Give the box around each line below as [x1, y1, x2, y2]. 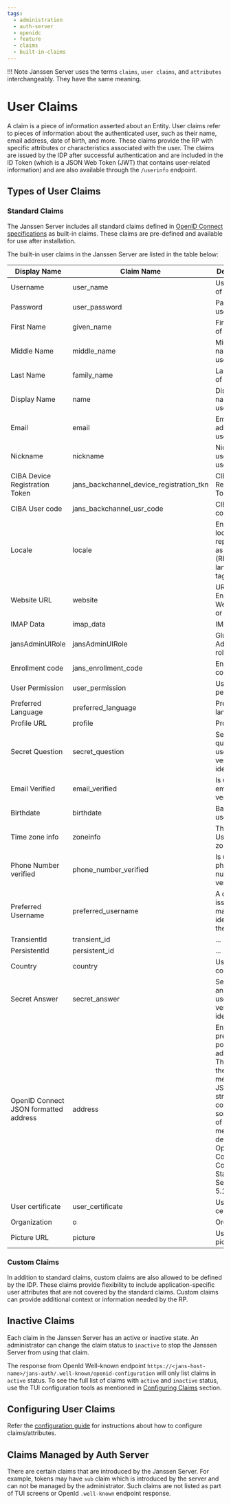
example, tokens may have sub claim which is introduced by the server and [7, 1474, 219, 1483]
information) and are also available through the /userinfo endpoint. [7, 165, 197, 174]
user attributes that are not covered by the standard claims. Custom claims [7, 1288, 219, 1296]
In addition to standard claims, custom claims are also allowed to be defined [7, 1273, 222, 1281]
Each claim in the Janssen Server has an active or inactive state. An [7, 1333, 199, 1341]
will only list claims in [156, 1369, 217, 1377]
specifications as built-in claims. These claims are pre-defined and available [7, 229, 223, 238]
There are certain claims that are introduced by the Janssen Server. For [7, 1467, 210, 1476]
